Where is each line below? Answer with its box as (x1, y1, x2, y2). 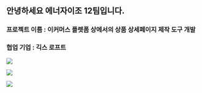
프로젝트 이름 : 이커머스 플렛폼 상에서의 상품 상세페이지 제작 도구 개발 (6, 26, 196, 34)
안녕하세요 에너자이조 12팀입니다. (6, 5, 125, 16)
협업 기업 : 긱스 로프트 (6, 43, 67, 52)
